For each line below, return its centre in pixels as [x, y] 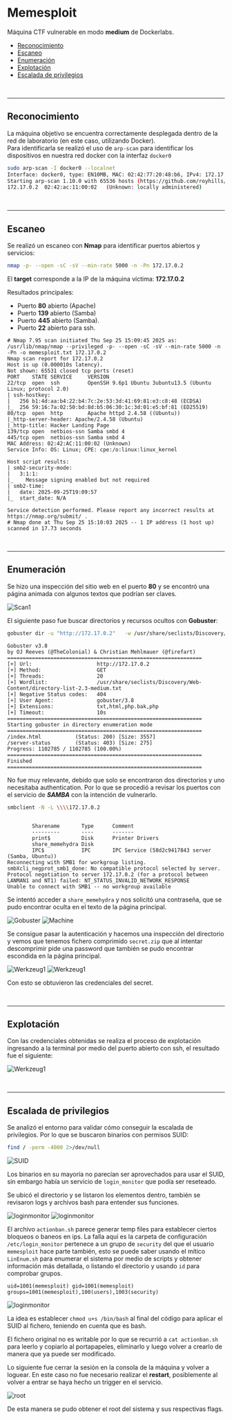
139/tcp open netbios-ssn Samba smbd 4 [66, 431]
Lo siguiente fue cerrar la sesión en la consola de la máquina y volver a [108, 1367]
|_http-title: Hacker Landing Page [58, 425]
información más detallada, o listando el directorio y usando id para [104, 1266]
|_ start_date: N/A [37, 498]
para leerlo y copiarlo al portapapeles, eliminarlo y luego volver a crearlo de [115, 1347]
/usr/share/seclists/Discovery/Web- [149, 682]
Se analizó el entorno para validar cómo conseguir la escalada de [100, 1128]
